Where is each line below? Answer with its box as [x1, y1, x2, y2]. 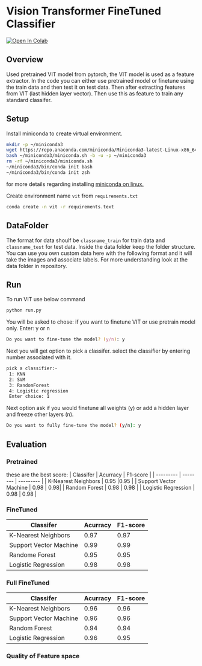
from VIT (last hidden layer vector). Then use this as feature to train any [6, 89, 183, 97]
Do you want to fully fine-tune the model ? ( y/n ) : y [6, 423, 141, 429]
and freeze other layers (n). [6, 411, 74, 418]
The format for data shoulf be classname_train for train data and [6, 237, 165, 244]
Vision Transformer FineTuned [6, 4, 161, 18]
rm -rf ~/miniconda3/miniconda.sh [6, 158, 93, 164]
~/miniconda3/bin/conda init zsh [6, 169, 90, 176]
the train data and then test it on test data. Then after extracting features [6, 83, 186, 91]
